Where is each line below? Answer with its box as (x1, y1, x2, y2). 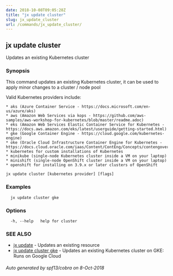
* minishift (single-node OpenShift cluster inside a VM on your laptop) (6, 158, 167, 163)
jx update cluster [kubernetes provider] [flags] (6, 171, 114, 177)
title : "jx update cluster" (6, 12, 66, 17)
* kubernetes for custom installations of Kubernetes (6, 149, 124, 154)
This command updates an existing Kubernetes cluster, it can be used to (6, 79, 159, 85)
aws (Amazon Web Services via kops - (10, 113, 91, 119)
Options (6, 207, 26, 214)
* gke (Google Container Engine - (6, 131, 80, 136)
